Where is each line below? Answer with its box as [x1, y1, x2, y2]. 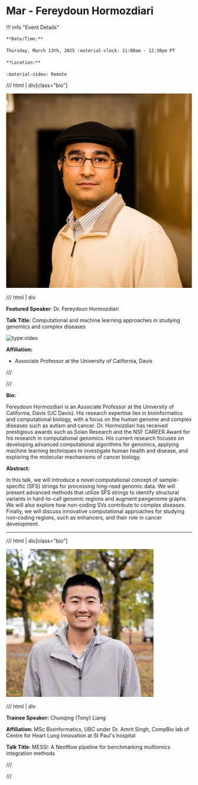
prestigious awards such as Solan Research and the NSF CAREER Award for [6, 429, 190, 436]
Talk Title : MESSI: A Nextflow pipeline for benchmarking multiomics [6, 744, 171, 751]
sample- [159, 476, 180, 484]
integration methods [6, 750, 55, 757]
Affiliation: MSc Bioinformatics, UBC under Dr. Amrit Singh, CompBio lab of [6, 726, 190, 733]
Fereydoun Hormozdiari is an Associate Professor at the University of [6, 403, 174, 410]
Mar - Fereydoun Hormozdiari [6, 4, 154, 18]
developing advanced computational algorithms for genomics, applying [6, 441, 179, 448]
